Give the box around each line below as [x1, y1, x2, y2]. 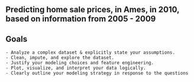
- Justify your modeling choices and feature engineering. [5, 60, 154, 66]
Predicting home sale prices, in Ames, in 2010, [5, 5, 180, 15]
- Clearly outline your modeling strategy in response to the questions [5, 70, 189, 76]
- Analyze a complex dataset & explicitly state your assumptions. [5, 50, 176, 55]
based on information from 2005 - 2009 [5, 14, 156, 24]
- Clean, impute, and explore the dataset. [5, 55, 115, 61]
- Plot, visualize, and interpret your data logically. [5, 65, 146, 71]
